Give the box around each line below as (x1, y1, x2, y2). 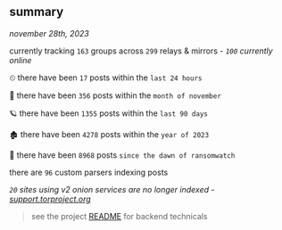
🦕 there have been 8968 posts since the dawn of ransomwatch (9, 149, 236, 160)
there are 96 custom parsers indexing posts (9, 167, 169, 177)
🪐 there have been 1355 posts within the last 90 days (9, 108, 208, 119)
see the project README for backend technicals (30, 210, 208, 221)
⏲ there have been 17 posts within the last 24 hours (9, 72, 203, 83)
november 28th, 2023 (9, 28, 89, 38)
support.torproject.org (9, 193, 91, 204)
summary (9, 4, 64, 20)
